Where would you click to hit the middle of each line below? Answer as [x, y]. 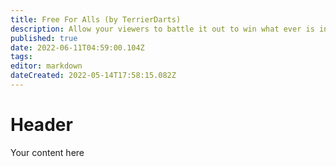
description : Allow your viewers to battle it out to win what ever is [162, 29]
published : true [44, 38]
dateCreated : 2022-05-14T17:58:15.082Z [93, 76]
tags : [21, 57]
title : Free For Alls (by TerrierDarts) [96, 19]
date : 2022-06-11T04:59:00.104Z [77, 47]
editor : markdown [46, 66]
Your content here [47, 152]
